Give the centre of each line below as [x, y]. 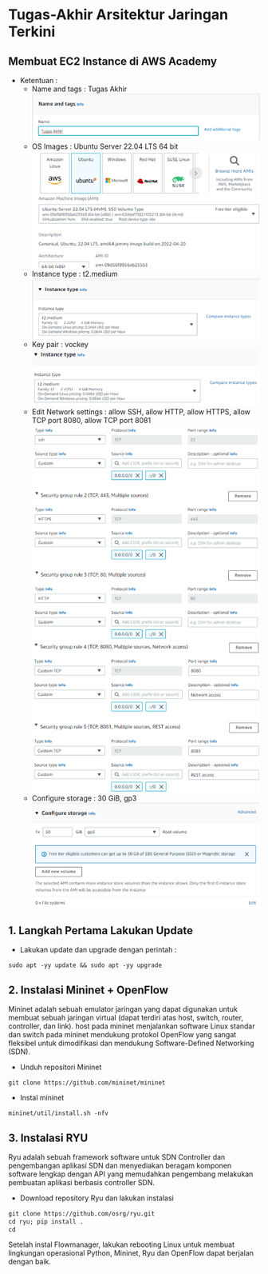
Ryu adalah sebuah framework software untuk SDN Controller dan [117, 1156]
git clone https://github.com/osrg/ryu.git [82, 1213]
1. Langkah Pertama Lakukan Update [101, 931]
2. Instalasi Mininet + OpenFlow [89, 990]
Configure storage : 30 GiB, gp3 [84, 798]
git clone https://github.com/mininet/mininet [87, 1083]
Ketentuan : [39, 80]
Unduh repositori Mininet [61, 1067]
